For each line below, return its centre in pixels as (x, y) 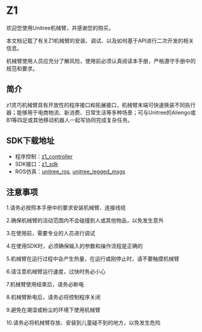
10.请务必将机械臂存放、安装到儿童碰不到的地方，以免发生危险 (84, 323)
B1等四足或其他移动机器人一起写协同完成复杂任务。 (70, 120)
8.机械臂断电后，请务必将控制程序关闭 (54, 297)
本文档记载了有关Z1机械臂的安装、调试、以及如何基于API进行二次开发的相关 (100, 40)
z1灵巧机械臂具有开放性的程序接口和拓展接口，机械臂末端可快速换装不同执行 (101, 105)
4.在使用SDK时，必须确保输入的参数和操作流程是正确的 (75, 246)
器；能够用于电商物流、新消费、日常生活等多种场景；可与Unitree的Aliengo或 (101, 112)
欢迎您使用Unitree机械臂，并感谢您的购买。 (60, 28)
